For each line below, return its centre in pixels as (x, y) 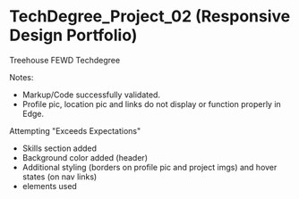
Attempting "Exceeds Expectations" (75, 130)
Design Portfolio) (73, 35)
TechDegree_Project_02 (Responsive (150, 17)
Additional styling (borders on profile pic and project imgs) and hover (149, 167)
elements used (50, 186)
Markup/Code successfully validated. (91, 95)
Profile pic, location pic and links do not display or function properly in (152, 104)
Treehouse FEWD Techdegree (65, 60)
